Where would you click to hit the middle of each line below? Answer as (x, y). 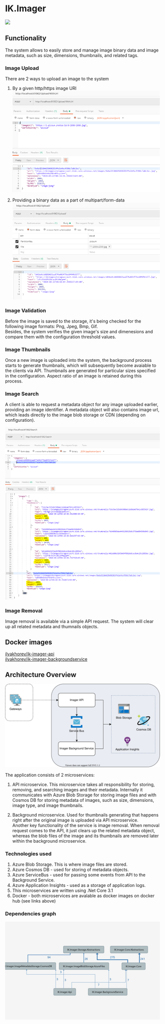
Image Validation (26, 310)
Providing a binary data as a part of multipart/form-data (69, 200)
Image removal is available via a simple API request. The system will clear (79, 621)
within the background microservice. (49, 841)
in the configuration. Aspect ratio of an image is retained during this (73, 376)
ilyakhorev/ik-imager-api (30, 654)
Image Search (22, 394)
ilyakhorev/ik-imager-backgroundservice (46, 659)
